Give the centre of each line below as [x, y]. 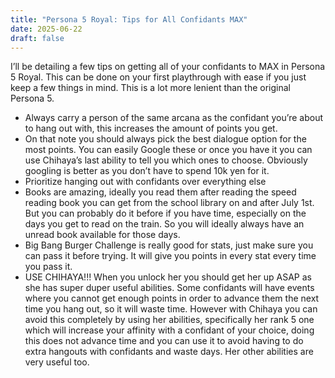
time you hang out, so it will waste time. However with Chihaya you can [171, 309]
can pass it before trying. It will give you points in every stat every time [170, 256]
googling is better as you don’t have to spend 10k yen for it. [147, 171]
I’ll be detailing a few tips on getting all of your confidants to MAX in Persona [168, 67]
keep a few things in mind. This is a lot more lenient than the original [150, 88]
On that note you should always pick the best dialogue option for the [165, 139]
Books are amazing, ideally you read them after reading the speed [160, 192]
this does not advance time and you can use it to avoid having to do [164, 341]
